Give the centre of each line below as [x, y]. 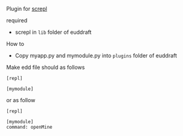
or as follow [21, 100]
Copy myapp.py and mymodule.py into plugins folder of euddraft [96, 56]
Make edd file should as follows [46, 67]
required [17, 20]
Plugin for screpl [27, 9]
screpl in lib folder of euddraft [53, 32]
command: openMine [29, 127]
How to [15, 44]
